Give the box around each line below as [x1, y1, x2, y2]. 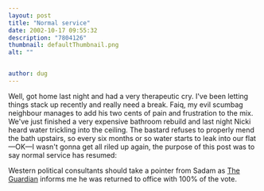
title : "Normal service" [8, 19, 91, 27]
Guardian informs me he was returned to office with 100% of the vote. [8, 174, 237, 183]
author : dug [8, 70, 48, 78]
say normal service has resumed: [8, 150, 118, 159]
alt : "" [8, 48, 34, 56]
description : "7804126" [8, 33, 87, 42]
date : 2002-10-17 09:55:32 [8, 26, 98, 34]
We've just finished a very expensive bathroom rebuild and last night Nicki [8, 117, 251, 126]
